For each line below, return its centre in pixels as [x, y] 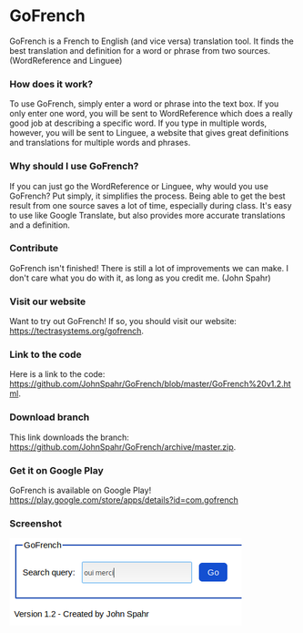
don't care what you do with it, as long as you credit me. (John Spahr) [140, 278]
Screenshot [35, 523]
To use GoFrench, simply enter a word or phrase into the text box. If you [144, 104]
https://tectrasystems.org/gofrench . [76, 331]
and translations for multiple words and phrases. [100, 143]
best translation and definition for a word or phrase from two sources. [140, 50]
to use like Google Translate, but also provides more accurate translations [147, 215]
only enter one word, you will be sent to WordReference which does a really [151, 114]
